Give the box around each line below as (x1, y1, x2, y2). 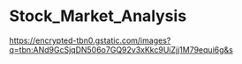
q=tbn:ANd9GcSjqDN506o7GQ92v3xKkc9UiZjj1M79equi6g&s (9, 44, 234, 54)
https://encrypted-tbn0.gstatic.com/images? (9, 35, 171, 46)
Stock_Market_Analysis (9, 6, 187, 26)
